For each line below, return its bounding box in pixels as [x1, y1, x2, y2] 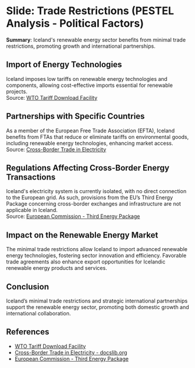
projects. [6, 87, 28, 95]
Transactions [6, 172, 56, 182]
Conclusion [6, 282, 49, 292]
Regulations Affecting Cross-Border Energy [6, 162, 170, 172]
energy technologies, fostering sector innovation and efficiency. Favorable [6, 252, 187, 259]
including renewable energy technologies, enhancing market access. [6, 139, 174, 146]
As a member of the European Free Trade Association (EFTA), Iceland [6, 127, 175, 134]
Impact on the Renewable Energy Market [6, 230, 158, 240]
